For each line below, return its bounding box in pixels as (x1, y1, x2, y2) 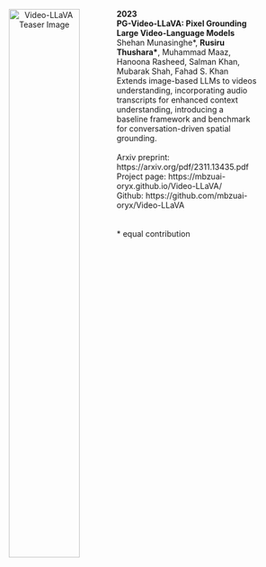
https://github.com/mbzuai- (145, 190, 248, 201)
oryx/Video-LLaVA (116, 200, 185, 211)
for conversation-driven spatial (116, 123, 231, 134)
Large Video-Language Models (116, 28, 235, 38)
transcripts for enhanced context (116, 94, 238, 105)
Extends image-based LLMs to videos (116, 76, 257, 85)
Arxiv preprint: (116, 152, 171, 162)
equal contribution (122, 229, 191, 238)
